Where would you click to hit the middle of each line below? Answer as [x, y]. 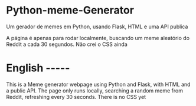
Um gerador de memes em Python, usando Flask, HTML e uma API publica [97, 26]
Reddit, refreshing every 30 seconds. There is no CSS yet [76, 97]
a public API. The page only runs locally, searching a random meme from [94, 90]
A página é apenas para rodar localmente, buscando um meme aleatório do [98, 38]
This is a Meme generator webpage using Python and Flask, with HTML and [98, 84]
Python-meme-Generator [70, 10]
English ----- [38, 68]
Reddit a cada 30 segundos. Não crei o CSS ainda [67, 44]
